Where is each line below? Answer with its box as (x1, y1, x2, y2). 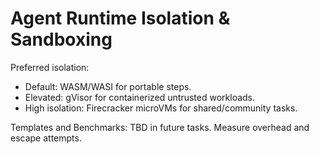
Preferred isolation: (10, 61, 90, 73)
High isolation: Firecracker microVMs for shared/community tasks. (24, 102, 298, 114)
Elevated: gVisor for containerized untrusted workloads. (24, 91, 256, 103)
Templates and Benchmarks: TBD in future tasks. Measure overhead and (10, 121, 310, 133)
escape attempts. (10, 132, 82, 144)
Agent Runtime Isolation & (10, 7, 231, 30)
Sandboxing (10, 28, 113, 51)
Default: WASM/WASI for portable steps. (24, 80, 192, 92)
